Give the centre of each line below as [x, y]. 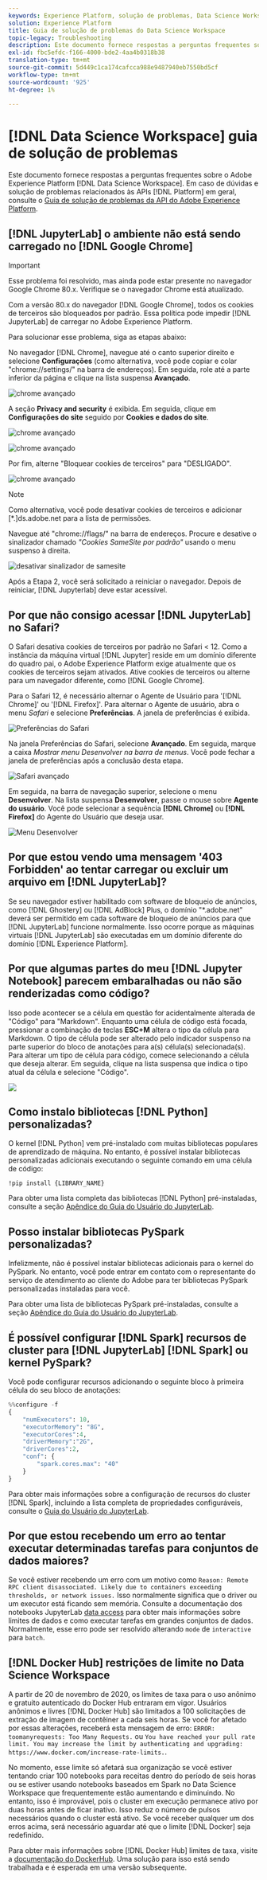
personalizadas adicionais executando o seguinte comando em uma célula [130, 1160]
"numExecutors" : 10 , [56, 1419]
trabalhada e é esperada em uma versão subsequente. [98, 1867]
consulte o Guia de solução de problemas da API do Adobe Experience [124, 201]
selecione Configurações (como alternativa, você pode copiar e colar [122, 361]
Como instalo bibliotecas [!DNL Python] [108, 1112]
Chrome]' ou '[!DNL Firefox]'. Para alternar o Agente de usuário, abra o [124, 704]
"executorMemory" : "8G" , [64, 1427]
